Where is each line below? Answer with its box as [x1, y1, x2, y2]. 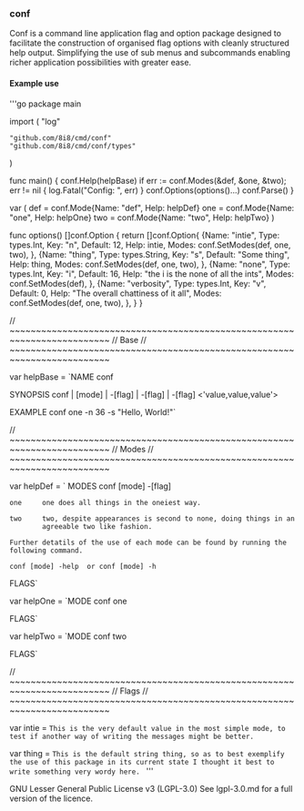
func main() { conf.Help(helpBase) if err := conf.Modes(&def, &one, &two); [9, 175, 287, 186]
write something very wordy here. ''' [9, 765, 154, 776]
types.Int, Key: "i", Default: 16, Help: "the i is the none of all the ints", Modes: [9, 268, 294, 279]
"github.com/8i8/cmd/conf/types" [9, 141, 137, 150]
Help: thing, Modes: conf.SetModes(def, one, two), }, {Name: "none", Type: [9, 259, 291, 269]
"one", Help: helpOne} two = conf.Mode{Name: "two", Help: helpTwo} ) [9, 212, 275, 223]
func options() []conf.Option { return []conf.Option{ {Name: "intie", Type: [9, 229, 280, 240]
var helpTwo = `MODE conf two [9, 631, 127, 642]
